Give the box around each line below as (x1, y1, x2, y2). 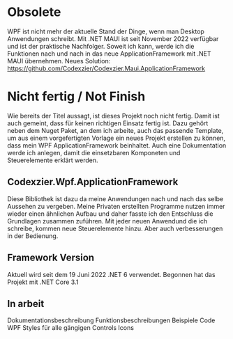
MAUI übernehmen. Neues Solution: (7, 56, 111, 65)
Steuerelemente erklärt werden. (7, 156, 99, 164)
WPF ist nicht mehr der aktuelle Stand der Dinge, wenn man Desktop (7, 27, 204, 36)
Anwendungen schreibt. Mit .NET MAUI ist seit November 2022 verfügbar (7, 34, 219, 42)
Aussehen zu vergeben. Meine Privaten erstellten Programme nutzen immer (7, 202, 225, 210)
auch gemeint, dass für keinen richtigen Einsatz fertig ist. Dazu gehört (7, 119, 209, 127)
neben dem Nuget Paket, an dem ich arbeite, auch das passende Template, (7, 126, 224, 134)
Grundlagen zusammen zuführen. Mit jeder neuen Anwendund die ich (7, 216, 208, 225)
